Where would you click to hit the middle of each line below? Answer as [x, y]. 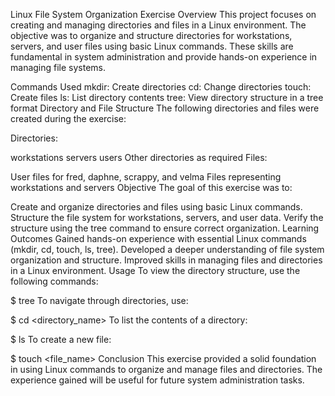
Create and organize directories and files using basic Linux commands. [156, 207]
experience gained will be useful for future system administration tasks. [157, 380]
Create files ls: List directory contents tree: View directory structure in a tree [167, 97]
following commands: [54, 281]
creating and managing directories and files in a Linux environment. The [158, 25]
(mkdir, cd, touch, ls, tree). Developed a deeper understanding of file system [167, 249]
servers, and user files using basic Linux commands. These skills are [152, 46]
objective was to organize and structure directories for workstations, [151, 35]
